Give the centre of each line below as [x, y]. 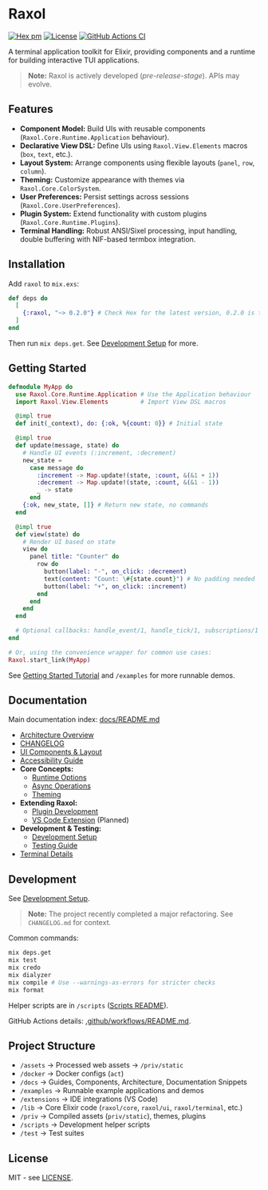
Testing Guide [55, 846]
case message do [56, 468]
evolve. [39, 84]
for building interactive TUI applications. [74, 60]
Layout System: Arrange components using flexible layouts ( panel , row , [137, 162]
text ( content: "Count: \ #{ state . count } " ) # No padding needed [149, 579]
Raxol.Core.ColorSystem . [60, 188]
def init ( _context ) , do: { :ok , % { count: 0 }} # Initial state [119, 424]
